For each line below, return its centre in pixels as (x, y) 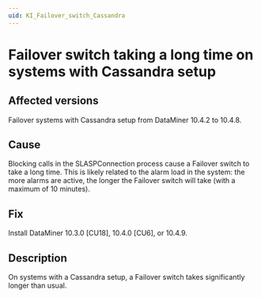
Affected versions (53, 101)
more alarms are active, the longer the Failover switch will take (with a (122, 181)
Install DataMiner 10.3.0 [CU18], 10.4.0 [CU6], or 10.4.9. (98, 233)
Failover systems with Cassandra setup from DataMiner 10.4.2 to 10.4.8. (125, 120)
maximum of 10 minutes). (49, 189)
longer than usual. (38, 285)
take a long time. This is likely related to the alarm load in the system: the (127, 172)
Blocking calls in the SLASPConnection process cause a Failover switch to (129, 164)
